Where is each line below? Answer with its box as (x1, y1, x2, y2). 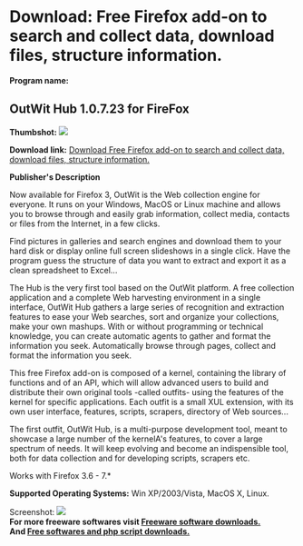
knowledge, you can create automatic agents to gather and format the (9, 330, 271, 342)
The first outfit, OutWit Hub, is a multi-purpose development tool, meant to (9, 423, 288, 434)
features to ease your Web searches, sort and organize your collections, (9, 311, 279, 322)
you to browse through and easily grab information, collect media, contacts (9, 208, 290, 219)
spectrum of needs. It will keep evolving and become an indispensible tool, (9, 442, 288, 453)
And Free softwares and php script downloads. (9, 525, 191, 537)
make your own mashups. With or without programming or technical (9, 321, 264, 332)
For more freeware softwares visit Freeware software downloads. (9, 516, 261, 527)
